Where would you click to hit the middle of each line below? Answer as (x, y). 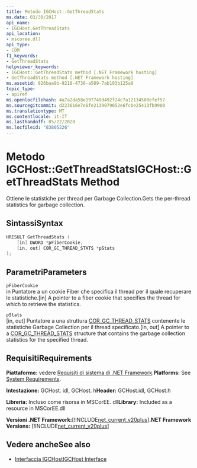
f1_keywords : (22, 56)
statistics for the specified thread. (47, 340)
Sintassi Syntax (35, 223)
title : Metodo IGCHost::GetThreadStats (55, 12)
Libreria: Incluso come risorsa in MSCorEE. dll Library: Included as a (89, 402)
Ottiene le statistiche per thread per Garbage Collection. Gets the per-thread (98, 198)
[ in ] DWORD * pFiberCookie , (50, 243)
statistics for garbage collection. (46, 205)
